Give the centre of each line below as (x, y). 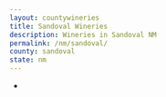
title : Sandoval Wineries (58, 26)
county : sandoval (42, 52)
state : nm (28, 60)
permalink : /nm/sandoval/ (58, 43)
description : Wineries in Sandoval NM (83, 34)
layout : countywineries (55, 18)
